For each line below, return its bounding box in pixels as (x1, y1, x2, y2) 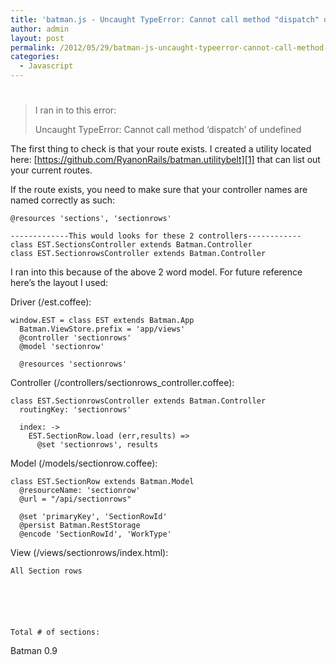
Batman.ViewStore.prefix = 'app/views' (19, 324, 186, 335)
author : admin (10, 24, 70, 34)
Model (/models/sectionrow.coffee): (10, 457, 158, 470)
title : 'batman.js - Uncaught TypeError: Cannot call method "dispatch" (10, 14, 320, 25)
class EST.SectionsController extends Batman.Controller (10, 240, 253, 250)
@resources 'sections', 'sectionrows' (10, 214, 172, 224)
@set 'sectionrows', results (36, 440, 159, 450)
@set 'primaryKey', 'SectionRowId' (19, 512, 168, 522)
